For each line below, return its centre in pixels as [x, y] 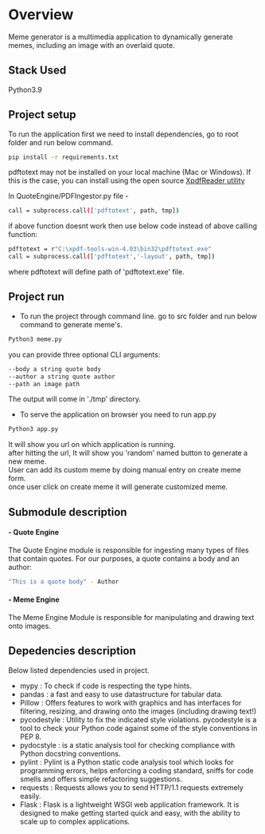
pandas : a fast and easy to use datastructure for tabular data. [121, 694]
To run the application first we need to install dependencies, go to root [123, 134]
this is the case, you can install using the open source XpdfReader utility [127, 180]
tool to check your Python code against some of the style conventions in [138, 728]
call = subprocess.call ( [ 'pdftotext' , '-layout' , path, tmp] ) [112, 257]
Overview [41, 15]
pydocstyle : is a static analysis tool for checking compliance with [127, 745]
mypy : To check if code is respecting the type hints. [106, 686]
